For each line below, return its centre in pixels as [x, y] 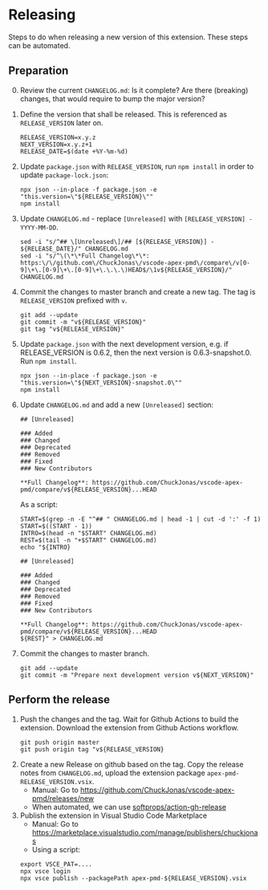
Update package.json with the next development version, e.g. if [124, 343]
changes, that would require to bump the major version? [113, 99]
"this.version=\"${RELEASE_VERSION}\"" [87, 197]
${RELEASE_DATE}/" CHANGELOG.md [74, 249]
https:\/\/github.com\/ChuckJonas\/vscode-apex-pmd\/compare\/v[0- [135, 262]
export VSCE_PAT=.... [56, 864]
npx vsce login [45, 871]
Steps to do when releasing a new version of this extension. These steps [128, 37]
